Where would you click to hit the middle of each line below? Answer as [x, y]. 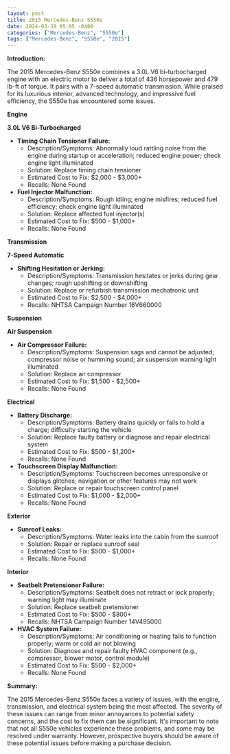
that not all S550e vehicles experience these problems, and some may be [111, 729]
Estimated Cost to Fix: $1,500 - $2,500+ [84, 381]
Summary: [22, 686]
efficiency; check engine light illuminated [85, 207]
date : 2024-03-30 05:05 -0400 [50, 26]
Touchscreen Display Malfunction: [67, 466]
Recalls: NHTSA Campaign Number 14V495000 [94, 621]
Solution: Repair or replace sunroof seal [83, 544]
